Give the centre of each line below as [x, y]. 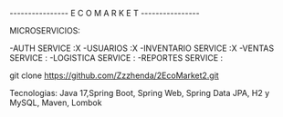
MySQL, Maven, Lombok [56, 102]
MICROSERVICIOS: [45, 30]
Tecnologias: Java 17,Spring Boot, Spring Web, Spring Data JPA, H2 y [140, 93]
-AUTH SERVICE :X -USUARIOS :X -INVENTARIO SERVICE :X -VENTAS [142, 48]
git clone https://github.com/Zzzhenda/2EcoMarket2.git [114, 75]
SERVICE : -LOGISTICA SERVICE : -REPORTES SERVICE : [116, 58]
